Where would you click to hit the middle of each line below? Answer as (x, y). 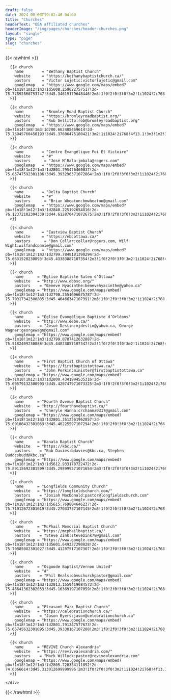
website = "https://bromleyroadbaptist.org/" (68, 116)
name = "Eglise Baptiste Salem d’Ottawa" (65, 277)
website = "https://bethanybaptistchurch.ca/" (69, 76)
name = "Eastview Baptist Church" (59, 232)
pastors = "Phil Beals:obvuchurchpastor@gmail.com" (74, 576)
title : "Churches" (25, 19)
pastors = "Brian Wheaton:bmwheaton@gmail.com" (72, 201)
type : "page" (19, 39)
